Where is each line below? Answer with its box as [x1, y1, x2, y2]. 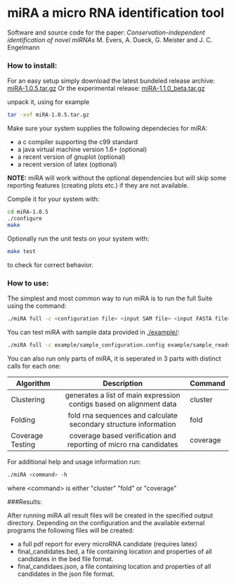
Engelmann [7, 43, 40, 51]
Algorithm [16, 378, 51, 388]
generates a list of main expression [65, 390, 181, 400]
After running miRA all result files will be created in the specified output [7, 511, 214, 520]
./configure [7, 214, 42, 222]
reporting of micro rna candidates [67, 439, 178, 449]
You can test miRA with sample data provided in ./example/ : [7, 328, 180, 336]
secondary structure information [69, 419, 176, 429]
